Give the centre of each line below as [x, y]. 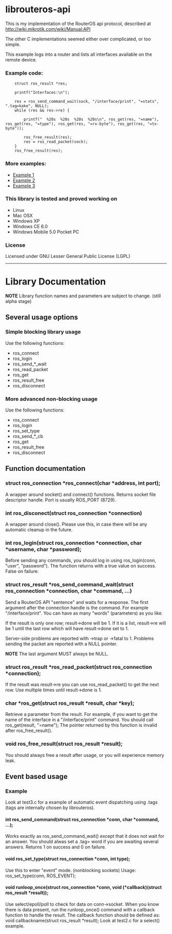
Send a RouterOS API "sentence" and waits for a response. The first [77, 602]
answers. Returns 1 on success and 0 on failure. [56, 847]
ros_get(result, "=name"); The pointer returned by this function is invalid [81, 725]
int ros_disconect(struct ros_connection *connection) [74, 513]
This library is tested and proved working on [61, 199]
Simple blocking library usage [43, 332]
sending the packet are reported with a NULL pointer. [61, 644]
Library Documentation [56, 282]
